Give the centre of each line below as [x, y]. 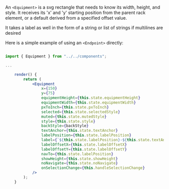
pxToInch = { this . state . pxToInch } [75, 107]
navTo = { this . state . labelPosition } [77, 154]
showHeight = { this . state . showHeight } [79, 159]
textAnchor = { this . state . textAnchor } [79, 131]
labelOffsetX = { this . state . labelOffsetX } [84, 145]
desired [13, 33]
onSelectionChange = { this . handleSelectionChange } [93, 168]
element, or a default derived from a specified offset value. [66, 18]
